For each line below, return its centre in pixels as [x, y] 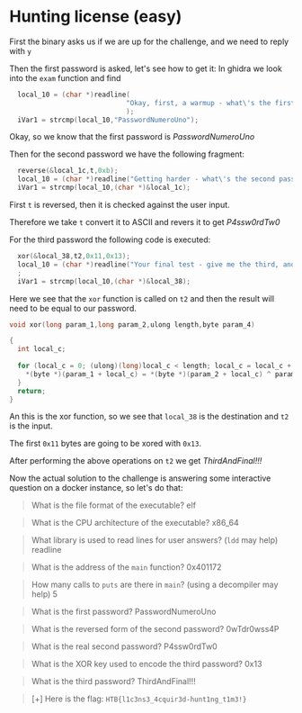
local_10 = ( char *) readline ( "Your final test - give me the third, [148, 264]
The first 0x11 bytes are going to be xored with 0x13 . [106, 444]
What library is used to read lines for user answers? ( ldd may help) [155, 540]
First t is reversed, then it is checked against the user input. [120, 205]
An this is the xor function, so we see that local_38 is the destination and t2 [149, 417]
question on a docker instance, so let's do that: [96, 488]
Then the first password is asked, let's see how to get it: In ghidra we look [146, 68]
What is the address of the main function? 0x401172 [126, 567]
